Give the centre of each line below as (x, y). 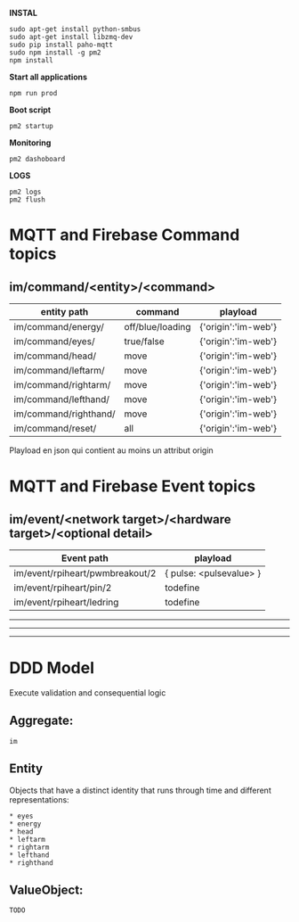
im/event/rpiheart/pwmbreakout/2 (85, 573)
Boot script (30, 110)
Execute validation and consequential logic (88, 692)
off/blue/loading (158, 327)
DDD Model (52, 668)
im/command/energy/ (59, 327)
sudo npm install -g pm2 (55, 53)
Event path (85, 558)
